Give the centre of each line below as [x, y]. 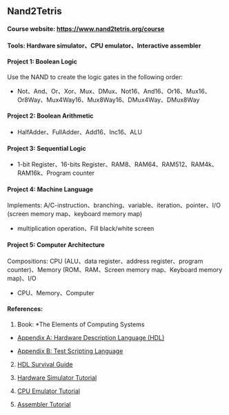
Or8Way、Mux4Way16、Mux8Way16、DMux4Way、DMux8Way [108, 100]
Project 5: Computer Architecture [56, 244]
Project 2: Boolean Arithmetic [50, 116]
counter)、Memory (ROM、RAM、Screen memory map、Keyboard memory [115, 269]
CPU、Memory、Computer [56, 292]
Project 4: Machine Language [50, 189]
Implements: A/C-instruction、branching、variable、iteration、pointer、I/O [114, 205]
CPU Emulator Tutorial [49, 391]
